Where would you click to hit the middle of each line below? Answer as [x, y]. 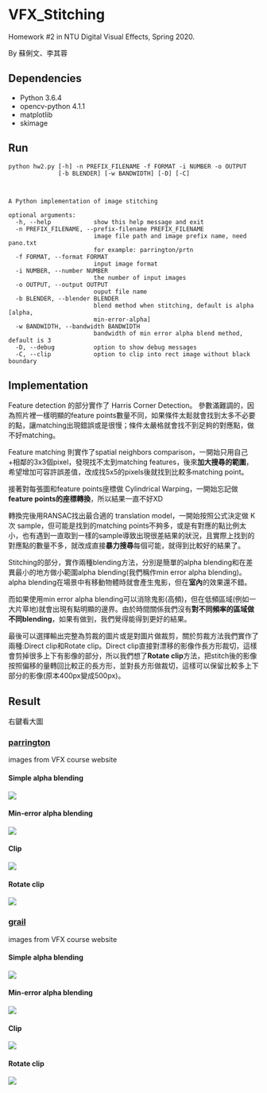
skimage [34, 123]
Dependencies [45, 78]
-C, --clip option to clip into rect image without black [133, 354]
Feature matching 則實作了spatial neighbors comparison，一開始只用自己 [128, 452]
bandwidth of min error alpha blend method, [168, 333]
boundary [23, 361]
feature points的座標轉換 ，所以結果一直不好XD [86, 499]
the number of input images [140, 277]
